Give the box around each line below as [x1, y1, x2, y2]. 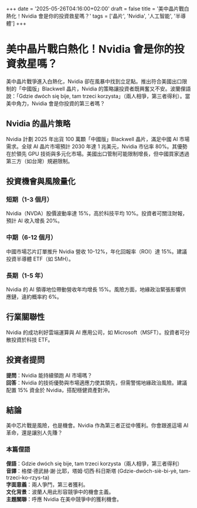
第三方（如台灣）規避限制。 [6, 158, 73, 165]
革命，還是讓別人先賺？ [6, 429, 63, 436]
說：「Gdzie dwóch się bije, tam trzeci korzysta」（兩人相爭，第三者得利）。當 [6, 92, 191, 99]
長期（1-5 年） [6, 271, 47, 279]
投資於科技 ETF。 [11, 336, 53, 343]
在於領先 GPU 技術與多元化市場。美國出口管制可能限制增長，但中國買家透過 [6, 150, 189, 157]
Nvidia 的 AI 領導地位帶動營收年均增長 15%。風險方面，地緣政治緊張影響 [6, 286, 181, 293]
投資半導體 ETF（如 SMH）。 [6, 255, 74, 262]
